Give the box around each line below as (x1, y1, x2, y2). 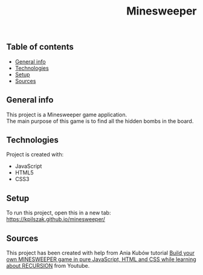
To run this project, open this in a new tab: (6, 209, 111, 216)
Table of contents (6, 42, 74, 52)
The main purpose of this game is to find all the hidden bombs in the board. (6, 117, 194, 125)
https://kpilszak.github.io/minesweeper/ (6, 216, 106, 223)
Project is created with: (6, 151, 64, 158)
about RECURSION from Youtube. (6, 262, 90, 269)
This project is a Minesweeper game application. (6, 111, 127, 118)
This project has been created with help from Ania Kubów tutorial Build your (6, 250, 195, 256)
